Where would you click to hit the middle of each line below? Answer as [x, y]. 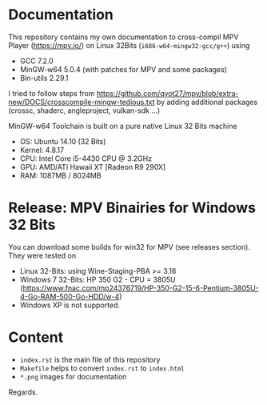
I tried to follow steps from [52, 93]
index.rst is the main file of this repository [90, 359]
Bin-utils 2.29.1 [44, 78]
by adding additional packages [207, 102]
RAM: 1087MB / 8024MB [60, 175]
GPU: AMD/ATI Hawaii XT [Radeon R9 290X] [93, 166]
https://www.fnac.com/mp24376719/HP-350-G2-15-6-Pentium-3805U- [141, 288]
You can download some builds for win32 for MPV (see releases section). [129, 247]
